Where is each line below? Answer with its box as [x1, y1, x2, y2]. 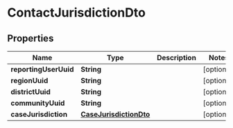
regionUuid [10, 76, 49, 85]
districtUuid [10, 87, 51, 96]
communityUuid [10, 98, 65, 108]
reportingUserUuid [10, 64, 74, 74]
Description [157, 53, 196, 62]
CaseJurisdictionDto [80, 109, 150, 119]
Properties [7, 33, 54, 44]
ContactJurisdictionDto [7, 5, 146, 21]
